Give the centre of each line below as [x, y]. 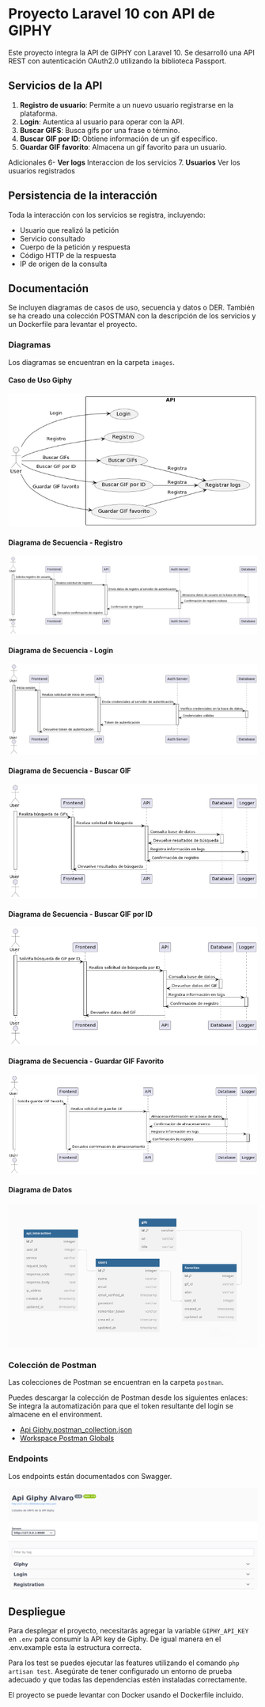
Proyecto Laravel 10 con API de [112, 14]
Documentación [49, 289]
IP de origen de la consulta [63, 264]
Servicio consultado [52, 238]
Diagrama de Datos [40, 1190]
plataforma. [38, 113]
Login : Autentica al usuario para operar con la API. [102, 122]
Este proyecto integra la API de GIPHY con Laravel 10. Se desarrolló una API [132, 52]
